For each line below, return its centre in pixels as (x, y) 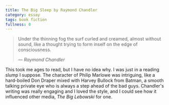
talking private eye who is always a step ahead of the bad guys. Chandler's (85, 86)
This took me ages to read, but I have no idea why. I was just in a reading (82, 70)
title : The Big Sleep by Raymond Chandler (51, 10)
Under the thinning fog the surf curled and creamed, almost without (89, 39)
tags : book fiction (26, 19)
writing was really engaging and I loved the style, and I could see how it (81, 91)
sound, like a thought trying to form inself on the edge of (78, 45)
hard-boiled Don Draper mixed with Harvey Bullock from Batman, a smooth (85, 80)
